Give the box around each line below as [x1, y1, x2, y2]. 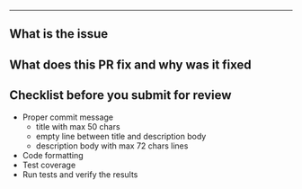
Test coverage [22, 159, 76, 170]
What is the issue [9, 26, 109, 41]
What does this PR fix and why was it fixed [9, 57, 252, 72]
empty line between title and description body [35, 130, 207, 141]
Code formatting [22, 149, 84, 160]
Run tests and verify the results [22, 168, 138, 180]
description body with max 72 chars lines [35, 140, 189, 151]
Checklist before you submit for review [9, 87, 232, 103]
